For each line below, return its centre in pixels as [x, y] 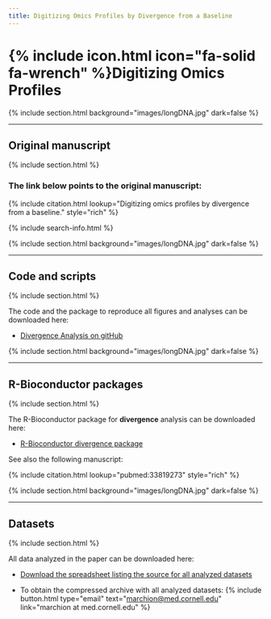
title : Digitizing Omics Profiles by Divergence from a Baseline [120, 16]
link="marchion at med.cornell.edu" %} [85, 608]
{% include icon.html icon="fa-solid [132, 55]
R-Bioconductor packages [76, 384]
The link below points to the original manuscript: [105, 186]
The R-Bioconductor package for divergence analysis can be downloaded [132, 419]
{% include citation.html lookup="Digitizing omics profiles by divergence [129, 204]
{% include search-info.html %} [61, 228]
